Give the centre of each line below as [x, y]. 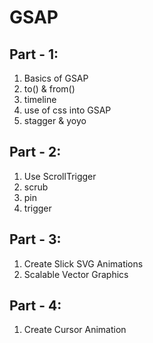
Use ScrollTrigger [60, 176]
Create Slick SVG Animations [83, 263]
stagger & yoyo [55, 120]
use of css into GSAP [67, 110]
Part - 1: [34, 54]
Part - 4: [35, 306]
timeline [40, 99]
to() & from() [49, 89]
